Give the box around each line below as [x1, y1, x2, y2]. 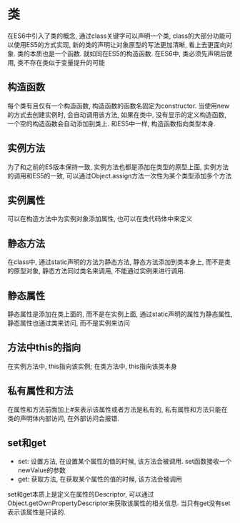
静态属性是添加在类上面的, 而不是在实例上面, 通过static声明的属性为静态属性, [7, 310, 233, 318]
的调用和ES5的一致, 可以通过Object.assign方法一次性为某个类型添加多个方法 [7, 171, 232, 180]
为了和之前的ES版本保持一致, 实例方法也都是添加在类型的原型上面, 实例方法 [7, 162, 229, 171]
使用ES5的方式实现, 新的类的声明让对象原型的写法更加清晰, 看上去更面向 [13, 40, 226, 49]
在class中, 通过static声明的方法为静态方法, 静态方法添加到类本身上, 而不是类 [7, 258, 231, 266]
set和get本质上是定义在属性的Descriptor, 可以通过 [7, 490, 154, 499]
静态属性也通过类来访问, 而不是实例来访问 [7, 319, 130, 327]
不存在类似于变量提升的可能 [23, 58, 105, 66]
